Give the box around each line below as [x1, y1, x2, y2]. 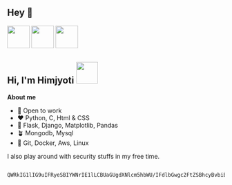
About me [7, 92, 37, 101]
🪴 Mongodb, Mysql [17, 128, 74, 137]
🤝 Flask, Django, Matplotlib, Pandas [17, 121, 119, 129]
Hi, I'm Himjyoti [7, 75, 75, 86]
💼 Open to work [17, 106, 62, 115]
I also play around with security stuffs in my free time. [7, 152, 160, 160]
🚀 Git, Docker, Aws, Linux [17, 139, 89, 147]
